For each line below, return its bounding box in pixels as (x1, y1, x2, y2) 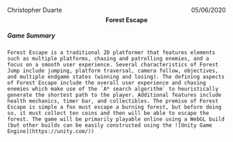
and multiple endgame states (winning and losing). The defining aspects (7, 73, 225, 80)
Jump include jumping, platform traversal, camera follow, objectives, (7, 67, 218, 74)
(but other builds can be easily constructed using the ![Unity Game (7, 121, 213, 129)
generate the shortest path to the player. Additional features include (7, 91, 222, 98)
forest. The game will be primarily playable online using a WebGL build (7, 116, 225, 123)
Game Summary (7, 31, 55, 40)
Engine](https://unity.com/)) (7, 127, 95, 134)
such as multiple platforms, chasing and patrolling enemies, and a (7, 55, 209, 62)
